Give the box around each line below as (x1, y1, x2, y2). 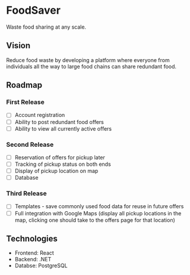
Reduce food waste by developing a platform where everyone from (6, 56, 170, 63)
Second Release (6, 140, 54, 149)
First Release (6, 98, 45, 106)
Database (14, 174, 39, 181)
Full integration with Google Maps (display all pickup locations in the (14, 209, 182, 217)
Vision (6, 41, 31, 51)
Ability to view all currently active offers (14, 125, 112, 132)
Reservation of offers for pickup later (14, 153, 106, 161)
